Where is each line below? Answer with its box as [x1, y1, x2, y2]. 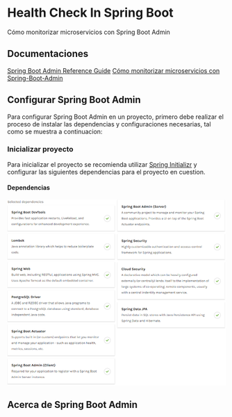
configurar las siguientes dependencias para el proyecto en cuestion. [7, 167, 206, 176]
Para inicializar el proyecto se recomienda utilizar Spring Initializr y [7, 160, 197, 168]
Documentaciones [7, 48, 89, 60]
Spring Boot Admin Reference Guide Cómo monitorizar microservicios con [7, 66, 220, 74]
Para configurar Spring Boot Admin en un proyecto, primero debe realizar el [7, 113, 224, 121]
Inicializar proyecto [7, 145, 74, 154]
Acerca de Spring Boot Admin [7, 399, 138, 411]
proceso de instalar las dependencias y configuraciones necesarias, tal [7, 120, 211, 128]
